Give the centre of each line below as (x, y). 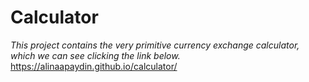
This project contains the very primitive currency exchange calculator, (155, 45)
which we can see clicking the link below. (95, 55)
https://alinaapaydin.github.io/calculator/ (94, 66)
